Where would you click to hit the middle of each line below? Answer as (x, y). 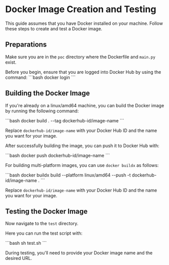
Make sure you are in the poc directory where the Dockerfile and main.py (80, 57)
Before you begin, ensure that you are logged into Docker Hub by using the (83, 72)
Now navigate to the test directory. (42, 224)
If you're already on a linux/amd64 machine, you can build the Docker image (85, 105)
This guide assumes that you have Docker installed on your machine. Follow (84, 23)
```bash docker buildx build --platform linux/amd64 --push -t (68, 175)
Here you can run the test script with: (44, 233)
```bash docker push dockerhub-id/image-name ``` (58, 155)
